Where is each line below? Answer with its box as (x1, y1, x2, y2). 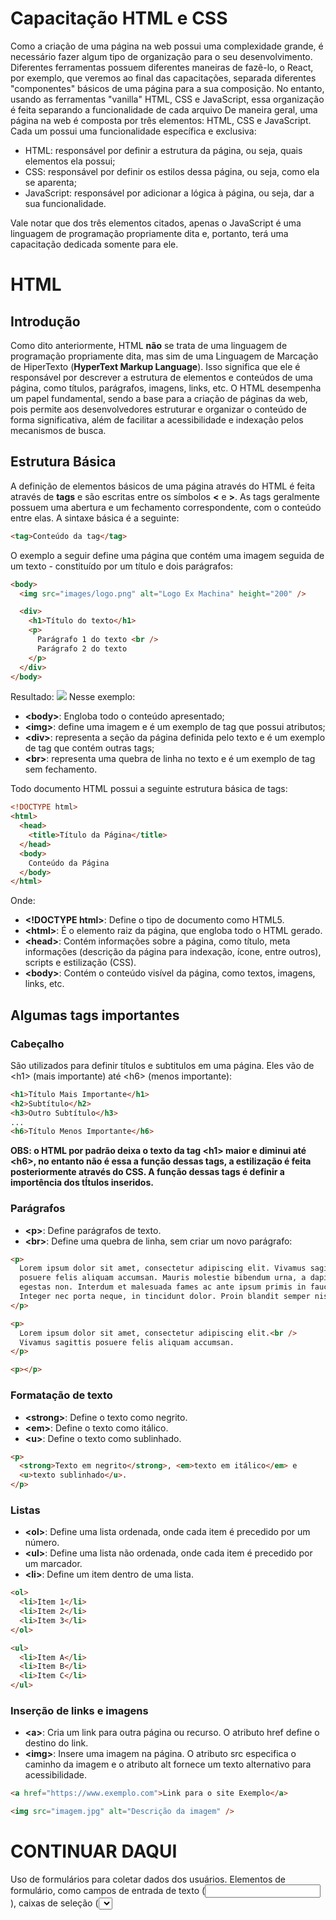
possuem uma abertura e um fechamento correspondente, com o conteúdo (10, 501, 322, 513)
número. (24, 1537, 60, 1549)
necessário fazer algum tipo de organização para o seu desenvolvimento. (10, 50, 313, 62)
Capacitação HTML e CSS (10, 7, 228, 30)
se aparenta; (24, 176, 77, 188)
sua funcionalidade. (24, 197, 107, 209)
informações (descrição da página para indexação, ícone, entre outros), (24, 946, 322, 958)
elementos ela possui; (24, 155, 116, 167)
